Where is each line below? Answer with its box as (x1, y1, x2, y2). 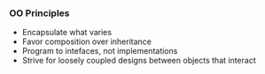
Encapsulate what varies (21, 27, 113, 38)
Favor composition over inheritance (21, 36, 152, 47)
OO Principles (9, 7, 70, 19)
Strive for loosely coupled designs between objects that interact (21, 55, 256, 66)
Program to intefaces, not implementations (21, 46, 178, 56)
